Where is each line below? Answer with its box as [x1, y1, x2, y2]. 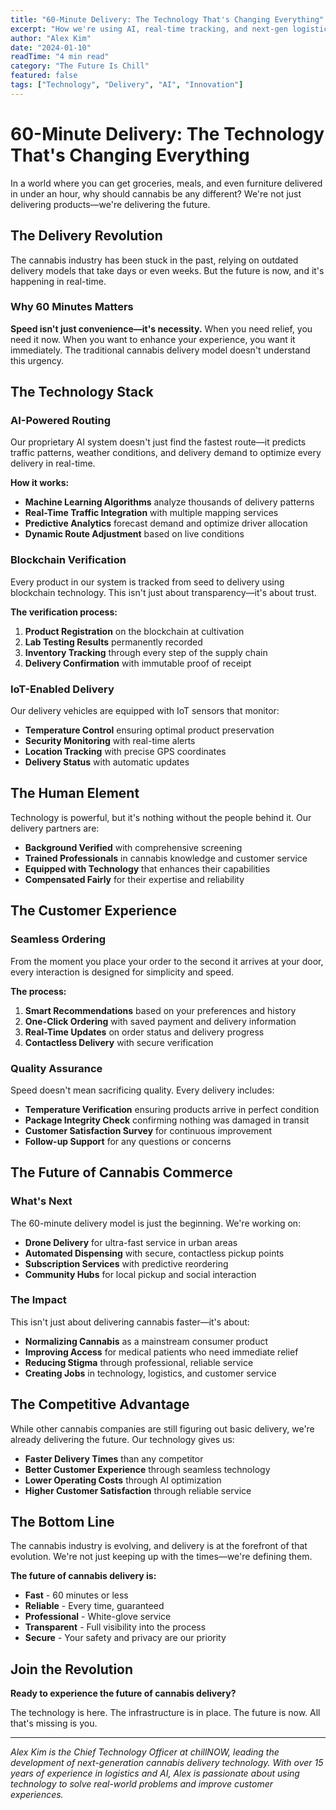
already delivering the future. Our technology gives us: [10, 1433, 235, 1445]
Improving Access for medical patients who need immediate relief [24, 1346, 299, 1358]
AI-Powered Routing [10, 414, 112, 428]
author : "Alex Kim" [10, 33, 92, 43]
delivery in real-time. [10, 457, 96, 470]
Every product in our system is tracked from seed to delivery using [10, 576, 285, 588]
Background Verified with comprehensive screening [24, 841, 243, 853]
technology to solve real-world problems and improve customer [10, 1778, 274, 1790]
